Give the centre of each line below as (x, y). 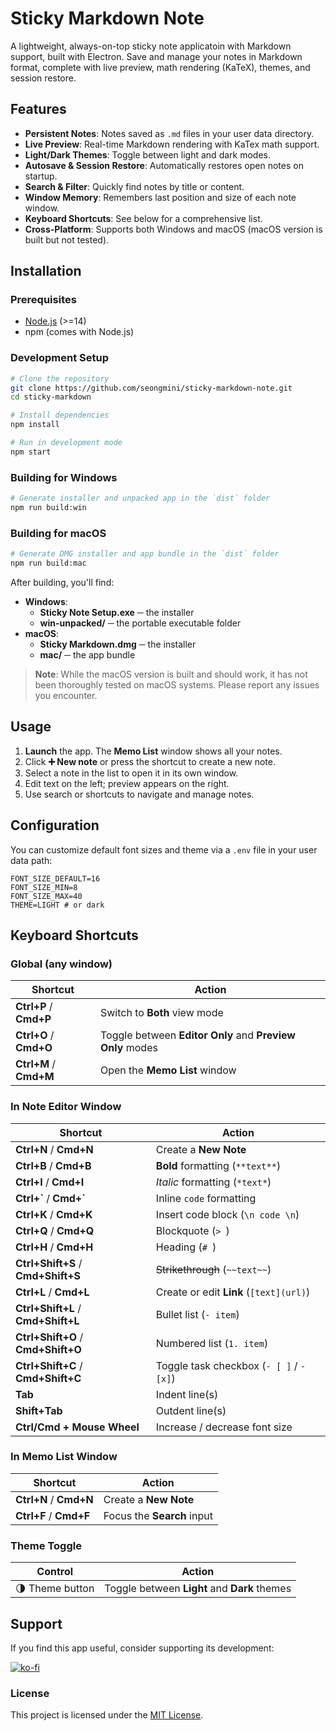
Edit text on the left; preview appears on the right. (127, 783)
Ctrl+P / (34, 1007)
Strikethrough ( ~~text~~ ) (213, 1269)
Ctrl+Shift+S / (49, 1263)
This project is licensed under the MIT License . (107, 1715)
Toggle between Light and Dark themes (198, 1589)
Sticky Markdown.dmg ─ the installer (118, 644)
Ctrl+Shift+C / (49, 1365)
